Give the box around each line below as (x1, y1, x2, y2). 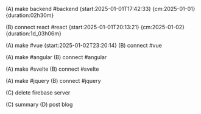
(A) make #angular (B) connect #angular (5, 54, 107, 60)
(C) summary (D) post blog (5, 101, 73, 108)
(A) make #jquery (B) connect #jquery (5, 77, 101, 84)
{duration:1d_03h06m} (5, 30, 62, 37)
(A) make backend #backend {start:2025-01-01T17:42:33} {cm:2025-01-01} (5, 5, 196, 12)
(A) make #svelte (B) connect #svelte (5, 65, 99, 73)
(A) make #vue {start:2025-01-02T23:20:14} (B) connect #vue (5, 42, 162, 49)
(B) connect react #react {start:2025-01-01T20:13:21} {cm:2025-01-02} (5, 24, 185, 30)
